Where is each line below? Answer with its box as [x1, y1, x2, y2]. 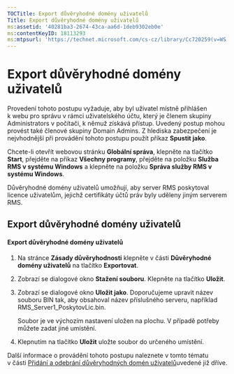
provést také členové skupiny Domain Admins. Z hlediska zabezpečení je [7, 127, 217, 135]
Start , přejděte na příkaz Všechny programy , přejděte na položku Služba [7, 155, 219, 164]
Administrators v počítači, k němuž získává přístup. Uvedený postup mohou [7, 120, 226, 128]
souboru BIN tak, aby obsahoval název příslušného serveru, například [17, 295, 218, 304]
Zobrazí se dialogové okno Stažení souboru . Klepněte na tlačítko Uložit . [17, 274, 226, 283]
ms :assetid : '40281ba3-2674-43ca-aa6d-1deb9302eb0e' [7, 23, 164, 30]
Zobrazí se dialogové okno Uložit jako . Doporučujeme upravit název [17, 288, 214, 296]
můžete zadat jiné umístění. [17, 324, 96, 332]
